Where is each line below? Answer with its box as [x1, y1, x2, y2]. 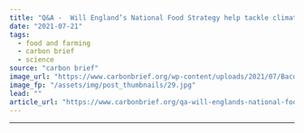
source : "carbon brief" [9, 64, 100, 73]
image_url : [9, 72, 51, 81]
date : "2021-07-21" [9, 22, 83, 31]
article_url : [9, 97, 59, 107]
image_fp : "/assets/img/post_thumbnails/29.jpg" [9, 81, 196, 90]
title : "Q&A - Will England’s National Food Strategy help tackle [9, 13, 270, 23]
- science [17, 55, 54, 64]
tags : [9, 30, 30, 39]
